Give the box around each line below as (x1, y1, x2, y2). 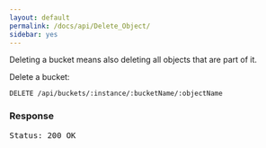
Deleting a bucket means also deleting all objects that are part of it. (9, 55, 258, 65)
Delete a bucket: (9, 72, 70, 83)
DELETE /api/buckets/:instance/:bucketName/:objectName (9, 89, 223, 99)
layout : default (9, 13, 70, 22)
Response (9, 109, 54, 122)
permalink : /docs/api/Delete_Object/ (9, 22, 151, 30)
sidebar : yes (9, 30, 58, 39)
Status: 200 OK (9, 130, 76, 140)
